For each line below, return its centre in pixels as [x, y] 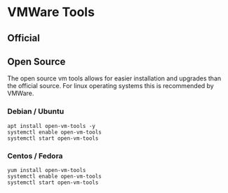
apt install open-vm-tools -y [52, 126]
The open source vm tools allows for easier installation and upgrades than [114, 78]
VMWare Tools [51, 12]
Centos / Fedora [35, 156]
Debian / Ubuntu [36, 111]
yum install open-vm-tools [47, 170]
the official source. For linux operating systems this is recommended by [110, 86]
